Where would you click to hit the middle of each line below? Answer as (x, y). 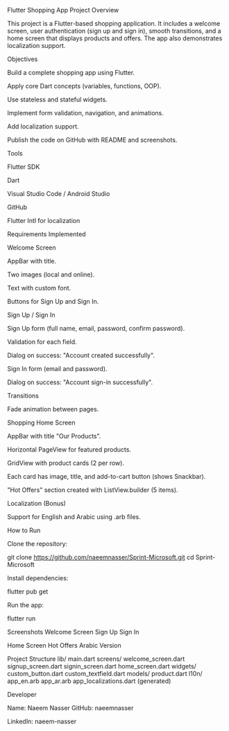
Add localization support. (43, 126)
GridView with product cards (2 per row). (66, 463)
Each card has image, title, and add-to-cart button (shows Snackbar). (107, 476)
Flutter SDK (24, 167)
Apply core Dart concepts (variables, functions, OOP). (84, 86)
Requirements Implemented (46, 234)
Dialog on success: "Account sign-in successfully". (80, 382)
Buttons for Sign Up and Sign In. (53, 301)
